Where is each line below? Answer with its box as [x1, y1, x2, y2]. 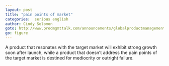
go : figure [5, 30, 28, 35]
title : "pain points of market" [5, 12, 73, 17]
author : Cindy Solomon [5, 21, 53, 26]
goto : [5, 26, 17, 31]
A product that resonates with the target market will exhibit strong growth [5, 44, 157, 50]
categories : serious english [5, 16, 69, 21]
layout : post [5, 7, 33, 12]
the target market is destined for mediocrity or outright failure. [5, 55, 134, 60]
